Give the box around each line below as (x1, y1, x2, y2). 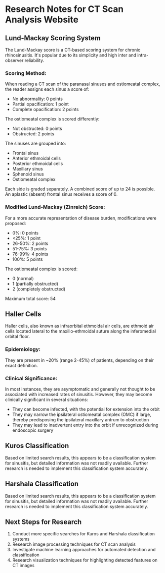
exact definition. (5, 362, 38, 368)
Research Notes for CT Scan (5, 3, 124, 15)
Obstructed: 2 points (12, 131, 54, 137)
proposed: (5, 220, 26, 226)
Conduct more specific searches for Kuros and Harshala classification (12, 531, 155, 537)
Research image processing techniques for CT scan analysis (12, 541, 136, 547)
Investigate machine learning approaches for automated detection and (12, 547, 156, 553)
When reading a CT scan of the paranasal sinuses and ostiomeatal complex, (5, 81, 161, 87)
